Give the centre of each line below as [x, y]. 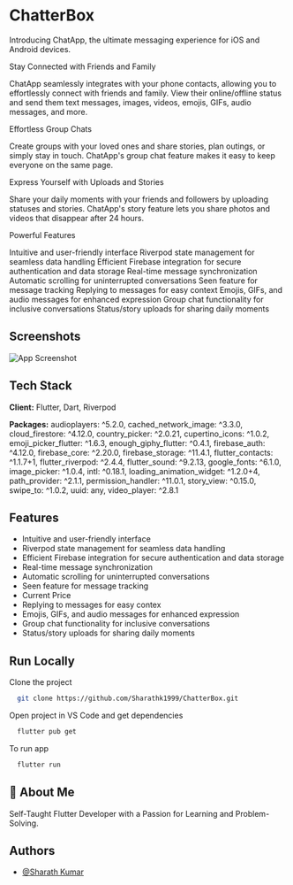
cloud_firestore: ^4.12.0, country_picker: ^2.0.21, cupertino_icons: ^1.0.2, [139, 434]
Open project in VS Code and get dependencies [96, 716]
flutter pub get [47, 732]
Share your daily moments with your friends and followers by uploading [139, 199]
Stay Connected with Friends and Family [83, 66]
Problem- [252, 813]
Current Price [46, 596]
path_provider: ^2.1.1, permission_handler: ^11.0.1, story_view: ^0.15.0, [133, 481]
